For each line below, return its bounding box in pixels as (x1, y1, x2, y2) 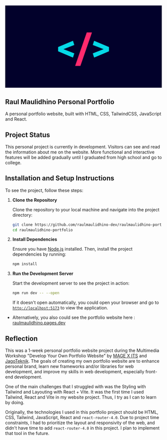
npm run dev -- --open (12, 291, 60, 295)
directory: (12, 212, 33, 218)
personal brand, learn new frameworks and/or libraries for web (5, 363, 134, 369)
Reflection (5, 334, 38, 343)
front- (145, 369, 158, 375)
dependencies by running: (12, 251, 66, 257)
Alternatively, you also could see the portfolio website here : (12, 314, 135, 320)
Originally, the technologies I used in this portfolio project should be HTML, (5, 409, 159, 415)
